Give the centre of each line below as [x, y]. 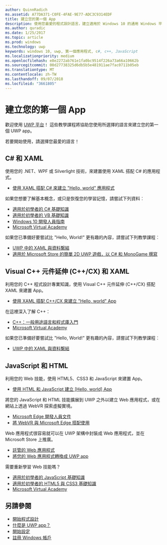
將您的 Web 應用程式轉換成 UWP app [50, 456]
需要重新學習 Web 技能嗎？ [33, 467]
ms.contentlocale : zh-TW [31, 75]
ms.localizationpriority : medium [40, 56]
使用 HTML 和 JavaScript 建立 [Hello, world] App [62, 389]
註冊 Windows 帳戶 [32, 538]
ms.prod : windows [23, 42]
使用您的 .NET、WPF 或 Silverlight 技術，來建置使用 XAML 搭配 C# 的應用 [81, 171]
